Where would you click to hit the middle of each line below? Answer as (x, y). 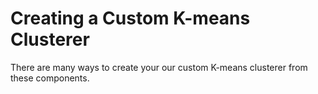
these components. (50, 78)
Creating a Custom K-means (130, 18)
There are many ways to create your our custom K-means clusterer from (159, 67)
